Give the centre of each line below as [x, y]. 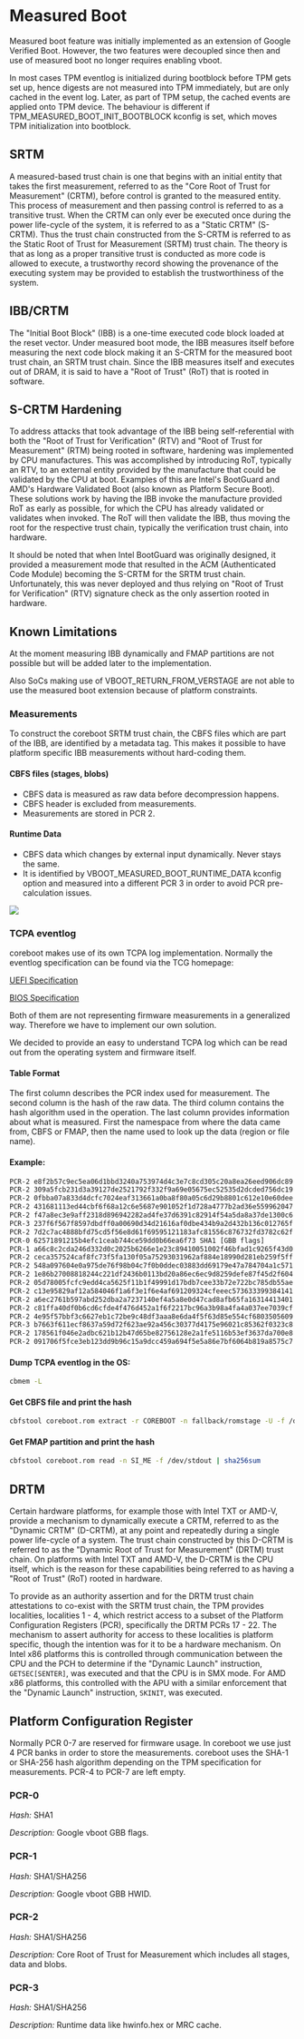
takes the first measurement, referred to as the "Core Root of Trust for [140, 186]
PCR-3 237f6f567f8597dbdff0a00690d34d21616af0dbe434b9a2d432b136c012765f [152, 1223]
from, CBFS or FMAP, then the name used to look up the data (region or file [149, 1132]
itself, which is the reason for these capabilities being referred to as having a [152, 1569]
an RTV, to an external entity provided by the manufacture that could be [142, 470]
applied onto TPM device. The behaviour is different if [110, 106]
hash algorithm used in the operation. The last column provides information [149, 1113]
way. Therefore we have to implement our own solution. [113, 1025]
